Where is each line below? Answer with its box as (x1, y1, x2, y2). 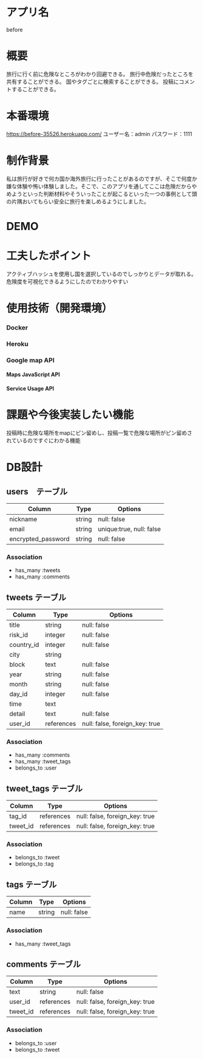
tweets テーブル (6, 592, 67, 603)
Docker (6, 323, 28, 331)
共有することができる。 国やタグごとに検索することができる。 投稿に (6, 78, 179, 85)
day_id (9, 690, 28, 699)
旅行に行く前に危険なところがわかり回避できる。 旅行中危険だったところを (6, 70, 194, 78)
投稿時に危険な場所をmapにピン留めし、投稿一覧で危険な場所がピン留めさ (6, 429, 193, 436)
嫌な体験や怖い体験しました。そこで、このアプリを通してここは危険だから (6, 183, 192, 190)
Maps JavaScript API (6, 371, 61, 378)
